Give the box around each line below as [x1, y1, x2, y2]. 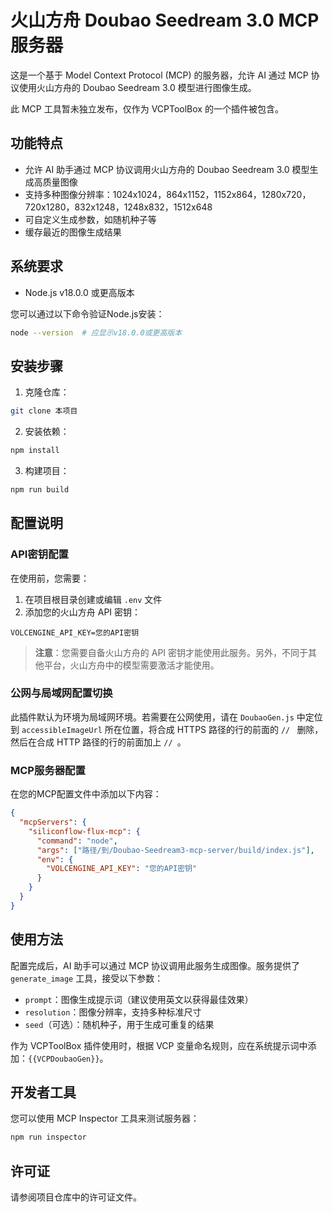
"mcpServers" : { [19, 817, 87, 828]
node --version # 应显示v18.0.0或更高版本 [10, 327, 183, 338]
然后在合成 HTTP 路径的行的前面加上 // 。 [10, 736, 187, 748]
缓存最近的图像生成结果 [24, 226, 122, 238]
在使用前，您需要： [10, 572, 90, 584]
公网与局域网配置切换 [10, 686, 113, 700]
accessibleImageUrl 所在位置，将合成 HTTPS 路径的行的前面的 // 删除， [21, 723, 324, 735]
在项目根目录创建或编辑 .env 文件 [24, 593, 163, 605]
